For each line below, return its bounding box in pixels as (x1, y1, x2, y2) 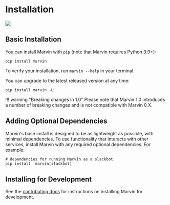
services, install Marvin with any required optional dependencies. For (5, 141, 151, 147)
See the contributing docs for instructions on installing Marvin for (5, 189, 143, 195)
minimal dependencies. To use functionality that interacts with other (5, 136, 148, 142)
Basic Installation (5, 35, 61, 44)
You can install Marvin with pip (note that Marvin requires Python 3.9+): (5, 49, 156, 55)
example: (5, 147, 25, 153)
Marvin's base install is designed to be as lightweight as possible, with (5, 130, 154, 136)
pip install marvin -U (5, 87, 54, 93)
